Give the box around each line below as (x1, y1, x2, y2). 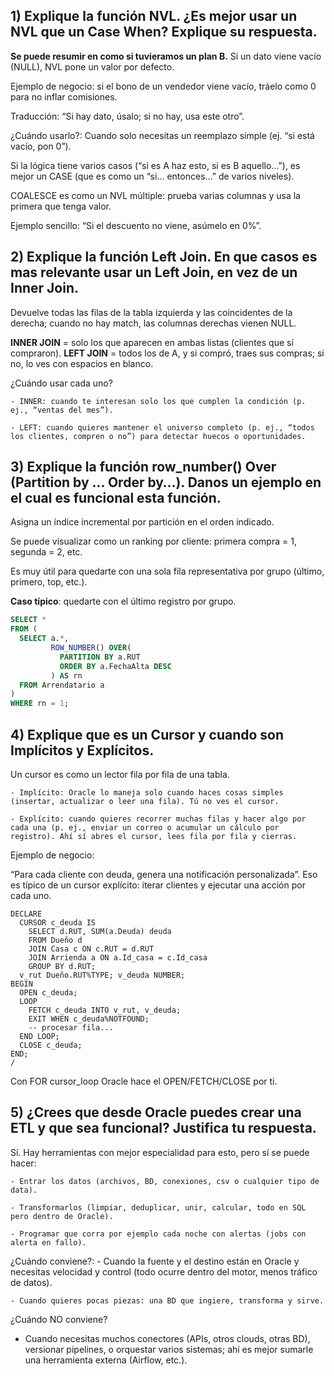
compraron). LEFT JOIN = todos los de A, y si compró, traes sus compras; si (10, 347, 325, 359)
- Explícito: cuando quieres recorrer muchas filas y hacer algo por (10, 814, 307, 824)
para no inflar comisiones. (10, 90, 118, 103)
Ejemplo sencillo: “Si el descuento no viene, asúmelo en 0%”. (10, 219, 262, 231)
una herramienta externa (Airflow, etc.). (24, 1354, 188, 1366)
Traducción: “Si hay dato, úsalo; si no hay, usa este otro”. (10, 110, 245, 122)
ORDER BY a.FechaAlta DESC (59, 661, 172, 671)
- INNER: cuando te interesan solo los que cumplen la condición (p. (10, 396, 307, 406)
